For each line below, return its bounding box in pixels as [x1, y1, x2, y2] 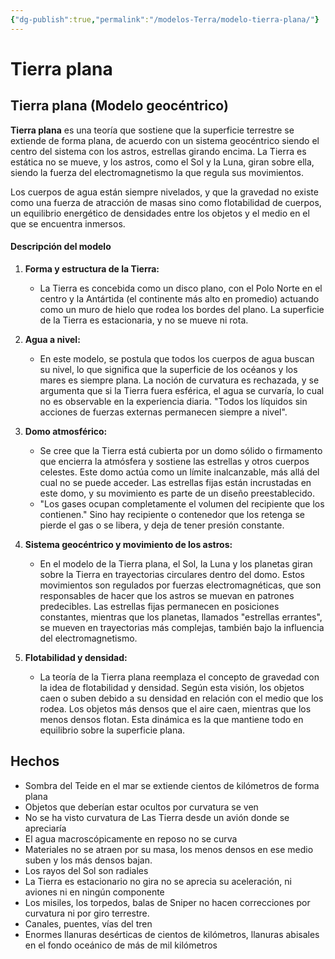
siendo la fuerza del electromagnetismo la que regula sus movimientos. [10, 166, 304, 178]
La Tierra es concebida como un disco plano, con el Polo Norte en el [39, 282, 323, 294]
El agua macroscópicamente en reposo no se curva [24, 832, 238, 845]
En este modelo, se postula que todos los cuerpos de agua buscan [39, 352, 315, 365]
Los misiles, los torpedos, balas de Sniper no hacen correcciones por [24, 896, 311, 908]
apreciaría [24, 822, 67, 834]
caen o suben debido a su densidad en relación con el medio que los [39, 692, 324, 704]
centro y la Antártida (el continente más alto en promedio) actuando [39, 292, 320, 305]
